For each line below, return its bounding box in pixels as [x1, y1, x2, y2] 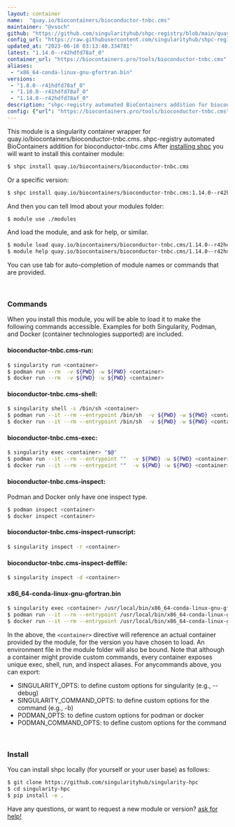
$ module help [7, 248, 49, 256]
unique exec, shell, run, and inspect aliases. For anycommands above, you [7, 660, 222, 669]
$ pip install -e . [7, 792, 64, 799]
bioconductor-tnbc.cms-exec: [7, 433, 98, 442]
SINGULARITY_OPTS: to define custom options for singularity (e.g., [17, 681, 211, 690]
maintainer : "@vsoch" [7, 23, 71, 30]
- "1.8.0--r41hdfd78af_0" [10, 82, 86, 89]
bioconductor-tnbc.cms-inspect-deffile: [7, 558, 128, 567]
